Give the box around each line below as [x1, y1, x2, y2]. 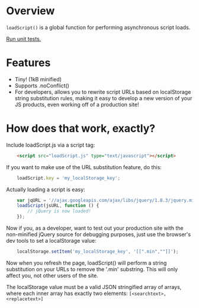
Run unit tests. [6, 35, 41, 42]
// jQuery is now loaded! [27, 208, 92, 214]
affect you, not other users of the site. [6, 272, 99, 279]
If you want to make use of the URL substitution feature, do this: [6, 163, 162, 170]
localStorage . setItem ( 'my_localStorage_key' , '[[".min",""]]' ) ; [17, 249, 179, 255]
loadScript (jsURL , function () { [17, 203, 99, 209]
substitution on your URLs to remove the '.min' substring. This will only [6, 265, 178, 272]
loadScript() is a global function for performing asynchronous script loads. [6, 24, 191, 31]
